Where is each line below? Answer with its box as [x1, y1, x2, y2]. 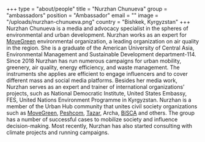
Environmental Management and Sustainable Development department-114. [6, 51, 197, 58]
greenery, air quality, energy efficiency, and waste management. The [6, 64, 180, 71]
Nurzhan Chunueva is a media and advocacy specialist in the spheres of [6, 24, 188, 32]
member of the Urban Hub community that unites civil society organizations [6, 103, 198, 110]
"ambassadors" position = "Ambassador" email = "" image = [6, 12, 159, 19]
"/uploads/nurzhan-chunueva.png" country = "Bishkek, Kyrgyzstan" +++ [6, 18, 191, 25]
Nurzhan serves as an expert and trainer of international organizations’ [6, 83, 185, 91]
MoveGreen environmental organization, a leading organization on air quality [6, 38, 199, 45]
